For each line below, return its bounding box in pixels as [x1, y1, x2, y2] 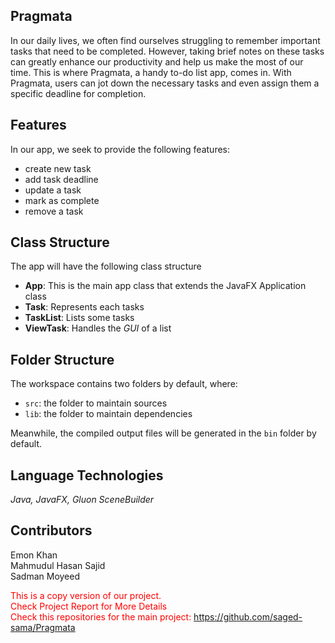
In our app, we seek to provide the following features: [10, 143, 231, 155]
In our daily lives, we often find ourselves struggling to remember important [10, 34, 321, 46]
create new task [24, 162, 92, 174]
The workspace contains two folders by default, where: [10, 378, 238, 390]
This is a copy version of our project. [10, 589, 162, 601]
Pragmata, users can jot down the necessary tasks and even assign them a [10, 77, 320, 89]
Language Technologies [10, 467, 164, 484]
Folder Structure [10, 351, 115, 368]
